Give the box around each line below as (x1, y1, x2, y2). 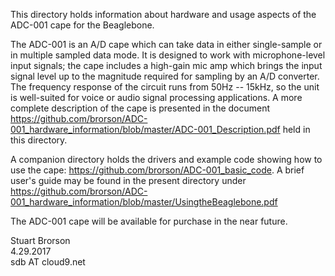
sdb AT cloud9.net (10, 256, 86, 268)
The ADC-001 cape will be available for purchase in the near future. (10, 215, 288, 227)
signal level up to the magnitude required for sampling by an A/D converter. (10, 70, 320, 82)
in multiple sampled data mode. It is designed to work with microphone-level (10, 49, 326, 61)
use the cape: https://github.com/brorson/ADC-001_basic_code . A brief (10, 164, 305, 176)
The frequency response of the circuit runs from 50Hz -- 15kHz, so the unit (10, 81, 320, 93)
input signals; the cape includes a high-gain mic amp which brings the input (10, 60, 323, 71)
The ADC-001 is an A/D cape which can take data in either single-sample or (10, 39, 323, 50)
